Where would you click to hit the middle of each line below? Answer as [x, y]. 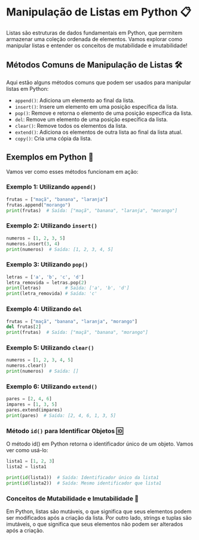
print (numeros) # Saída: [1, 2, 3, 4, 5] [60, 249]
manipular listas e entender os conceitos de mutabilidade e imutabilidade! [97, 45]
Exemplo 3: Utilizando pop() [47, 265]
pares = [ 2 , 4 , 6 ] [29, 399]
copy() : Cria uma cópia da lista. [53, 138]
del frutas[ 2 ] [24, 327]
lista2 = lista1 [26, 467]
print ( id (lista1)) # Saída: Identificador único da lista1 [83, 477]
